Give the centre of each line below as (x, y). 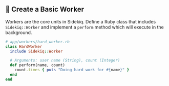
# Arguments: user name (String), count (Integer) (65, 61)
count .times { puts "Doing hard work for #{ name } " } (72, 70)
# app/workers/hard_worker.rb (38, 42)
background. (19, 32)
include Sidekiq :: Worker (36, 51)
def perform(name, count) (38, 65)
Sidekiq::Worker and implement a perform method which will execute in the (84, 27)
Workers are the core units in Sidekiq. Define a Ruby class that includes (81, 21)
